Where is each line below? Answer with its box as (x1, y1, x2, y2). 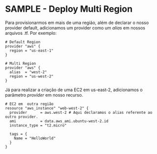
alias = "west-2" (9, 70, 48, 75)
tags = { (9, 131, 27, 136)
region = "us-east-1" (9, 48, 54, 53)
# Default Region (5, 39, 41, 45)
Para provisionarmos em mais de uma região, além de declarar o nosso (5, 20, 149, 26)
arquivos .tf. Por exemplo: (5, 30, 57, 36)
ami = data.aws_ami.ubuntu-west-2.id (9, 119, 109, 124)
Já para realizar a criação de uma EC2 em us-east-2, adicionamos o (5, 87, 143, 93)
